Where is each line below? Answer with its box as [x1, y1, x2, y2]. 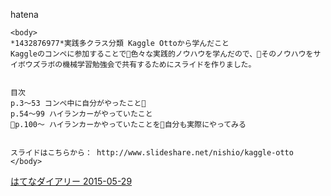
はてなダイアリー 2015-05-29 [10, 175, 133, 187]
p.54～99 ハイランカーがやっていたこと [10, 109, 153, 119]
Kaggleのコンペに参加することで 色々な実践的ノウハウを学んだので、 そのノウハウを [10, 49, 314, 59]
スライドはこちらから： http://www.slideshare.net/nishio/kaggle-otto [10, 148, 294, 158]
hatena [10, 9, 39, 20]
